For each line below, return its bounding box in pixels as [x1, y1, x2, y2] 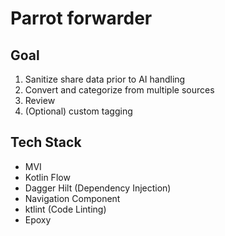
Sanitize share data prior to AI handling [24, 73, 186, 85]
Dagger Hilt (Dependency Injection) [24, 182, 172, 194]
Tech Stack [10, 134, 82, 151]
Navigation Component [24, 192, 121, 204]
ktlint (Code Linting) [24, 203, 107, 215]
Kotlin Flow [24, 171, 71, 183]
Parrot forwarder [10, 7, 153, 30]
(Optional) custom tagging [24, 105, 133, 117]
